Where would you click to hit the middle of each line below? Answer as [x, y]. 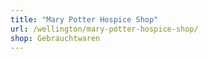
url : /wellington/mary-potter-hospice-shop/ [104, 29]
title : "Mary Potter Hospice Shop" [84, 19]
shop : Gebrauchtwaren [55, 38]
